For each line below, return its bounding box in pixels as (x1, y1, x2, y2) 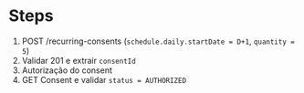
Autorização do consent (21, 65, 113, 76)
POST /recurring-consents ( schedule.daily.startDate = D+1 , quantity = (21, 36, 296, 46)
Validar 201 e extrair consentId (21, 55, 136, 66)
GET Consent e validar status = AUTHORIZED (21, 74, 187, 85)
